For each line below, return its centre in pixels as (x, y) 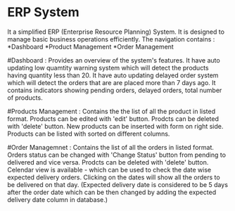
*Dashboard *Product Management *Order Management (90, 46)
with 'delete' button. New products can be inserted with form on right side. (115, 126)
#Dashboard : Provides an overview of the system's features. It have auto (114, 60)
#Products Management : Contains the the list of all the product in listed (112, 111)
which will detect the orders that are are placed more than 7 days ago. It (112, 82)
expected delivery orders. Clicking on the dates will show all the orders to (114, 177)
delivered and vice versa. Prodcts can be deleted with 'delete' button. (108, 162)
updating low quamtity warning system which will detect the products (108, 68)
